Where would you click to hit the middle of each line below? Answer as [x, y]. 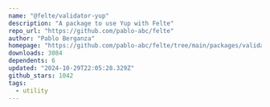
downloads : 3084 [35, 53]
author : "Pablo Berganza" [51, 38]
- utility [32, 91]
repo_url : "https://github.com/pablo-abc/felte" [91, 31]
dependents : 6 [32, 61]
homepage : [25, 46]
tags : [17, 83]
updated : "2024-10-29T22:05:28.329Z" [72, 68]
